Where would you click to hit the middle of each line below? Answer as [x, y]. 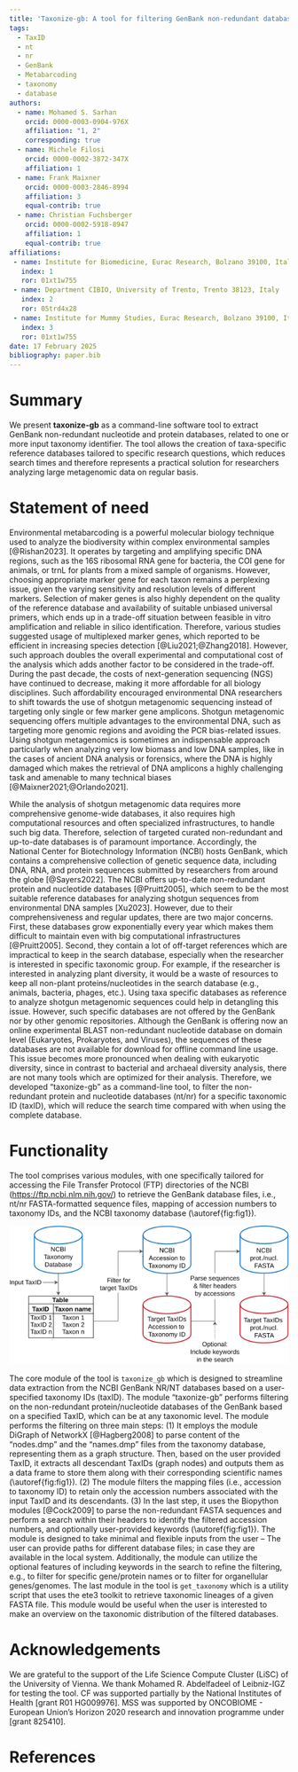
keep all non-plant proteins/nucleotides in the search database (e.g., [134, 983]
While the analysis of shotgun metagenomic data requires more [125, 804]
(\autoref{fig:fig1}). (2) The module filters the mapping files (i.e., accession [145, 1482]
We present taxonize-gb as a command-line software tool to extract [134, 425]
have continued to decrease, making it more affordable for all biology [135, 683]
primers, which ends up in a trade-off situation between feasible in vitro [140, 617]
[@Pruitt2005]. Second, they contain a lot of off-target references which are [149, 945]
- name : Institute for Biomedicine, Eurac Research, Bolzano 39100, [142, 262]
